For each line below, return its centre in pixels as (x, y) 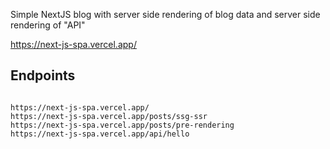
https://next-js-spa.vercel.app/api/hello (100, 134)
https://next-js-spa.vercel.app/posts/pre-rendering (122, 125)
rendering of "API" (48, 25)
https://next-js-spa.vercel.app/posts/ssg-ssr (109, 116)
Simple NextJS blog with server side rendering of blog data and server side (165, 14)
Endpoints (43, 75)
